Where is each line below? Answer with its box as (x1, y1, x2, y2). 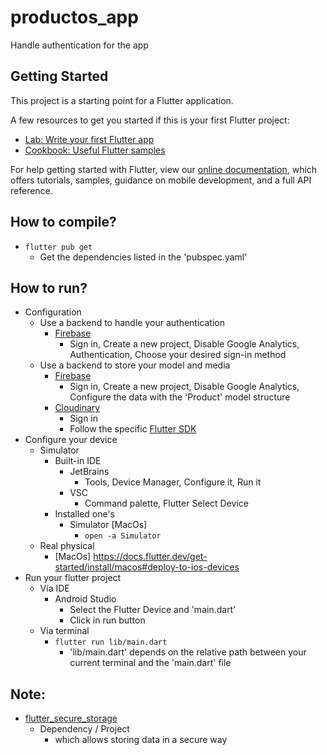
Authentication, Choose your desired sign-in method (69, 349, 287, 361)
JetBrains (69, 466, 110, 478)
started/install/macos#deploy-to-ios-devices (54, 561, 240, 573)
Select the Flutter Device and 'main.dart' (69, 604, 237, 616)
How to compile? (10, 214, 117, 231)
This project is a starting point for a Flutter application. (10, 94, 234, 106)
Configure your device (24, 434, 118, 446)
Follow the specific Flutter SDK (69, 423, 197, 435)
